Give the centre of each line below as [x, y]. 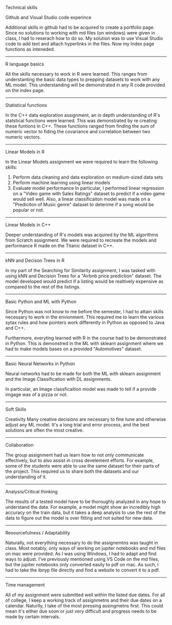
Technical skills [21, 7]
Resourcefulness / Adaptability [38, 533]
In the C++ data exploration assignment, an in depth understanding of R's [83, 115]
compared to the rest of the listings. [43, 287]
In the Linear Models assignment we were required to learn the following [82, 162]
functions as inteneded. [30, 49]
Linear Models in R [25, 152]
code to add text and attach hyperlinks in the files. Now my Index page [80, 44]
